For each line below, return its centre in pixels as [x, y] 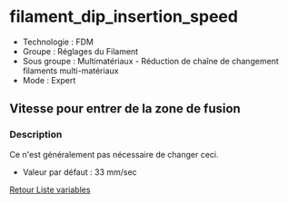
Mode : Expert [49, 80]
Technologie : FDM [58, 42]
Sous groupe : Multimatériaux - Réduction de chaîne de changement [150, 61]
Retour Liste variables [50, 189]
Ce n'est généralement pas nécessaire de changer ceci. [114, 154]
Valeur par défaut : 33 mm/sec [80, 172]
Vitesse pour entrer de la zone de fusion [125, 109]
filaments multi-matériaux [70, 71]
